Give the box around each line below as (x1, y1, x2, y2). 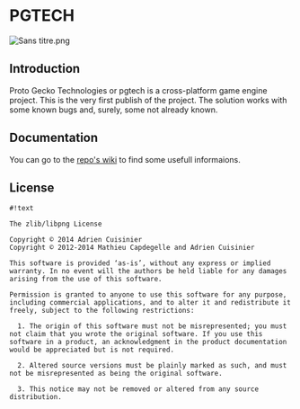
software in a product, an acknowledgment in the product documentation (9, 338, 287, 347)
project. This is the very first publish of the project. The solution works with (9, 94, 287, 105)
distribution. (9, 393, 63, 402)
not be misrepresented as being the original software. (9, 369, 223, 378)
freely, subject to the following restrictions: (9, 307, 195, 316)
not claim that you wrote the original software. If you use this (9, 330, 263, 339)
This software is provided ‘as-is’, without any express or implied (9, 259, 271, 268)
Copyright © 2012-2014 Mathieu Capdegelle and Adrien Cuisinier (9, 244, 255, 253)
